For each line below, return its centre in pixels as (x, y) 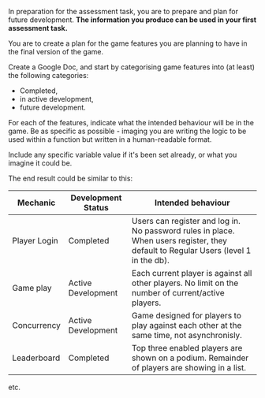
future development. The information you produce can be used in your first (132, 20)
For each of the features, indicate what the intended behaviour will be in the (131, 123)
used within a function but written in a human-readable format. (110, 139)
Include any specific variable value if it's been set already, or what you (123, 154)
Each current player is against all (192, 273)
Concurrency (36, 325)
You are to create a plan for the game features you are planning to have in (128, 43)
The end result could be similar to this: (70, 178)
